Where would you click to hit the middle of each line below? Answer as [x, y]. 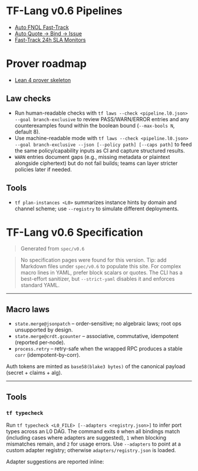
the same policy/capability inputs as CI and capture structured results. [100, 150]
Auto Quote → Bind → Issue [48, 33]
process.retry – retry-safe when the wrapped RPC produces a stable [98, 349]
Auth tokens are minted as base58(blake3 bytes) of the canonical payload [96, 366]
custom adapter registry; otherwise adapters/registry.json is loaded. [91, 450]
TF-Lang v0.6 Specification [75, 232]
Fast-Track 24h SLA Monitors [50, 40]
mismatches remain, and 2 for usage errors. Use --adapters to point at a [94, 444]
